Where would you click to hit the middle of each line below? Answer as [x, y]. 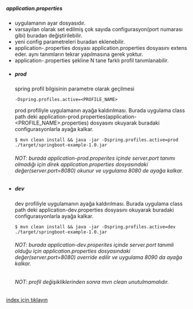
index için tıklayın [27, 300]
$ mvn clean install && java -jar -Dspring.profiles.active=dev [95, 227]
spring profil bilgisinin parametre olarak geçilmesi [74, 89]
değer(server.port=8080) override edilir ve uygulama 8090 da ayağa [98, 257]
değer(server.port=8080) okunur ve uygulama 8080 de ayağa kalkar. [99, 170]
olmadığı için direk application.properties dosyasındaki [81, 164]
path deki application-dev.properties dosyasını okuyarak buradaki [94, 210]
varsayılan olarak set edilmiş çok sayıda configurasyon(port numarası [99, 29]
